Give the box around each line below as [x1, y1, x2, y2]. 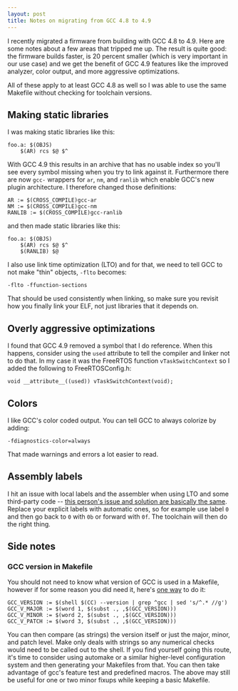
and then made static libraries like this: [7, 222, 121, 230]
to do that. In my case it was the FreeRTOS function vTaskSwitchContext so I [7, 357, 230, 365]
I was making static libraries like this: [7, 128, 115, 136]
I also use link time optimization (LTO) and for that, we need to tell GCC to [7, 261, 223, 269]
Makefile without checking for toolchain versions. [7, 88, 152, 97]
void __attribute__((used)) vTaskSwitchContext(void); [7, 378, 174, 385]
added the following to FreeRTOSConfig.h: [7, 364, 132, 373]
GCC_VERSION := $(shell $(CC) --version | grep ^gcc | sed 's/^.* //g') [7, 599, 228, 606]
